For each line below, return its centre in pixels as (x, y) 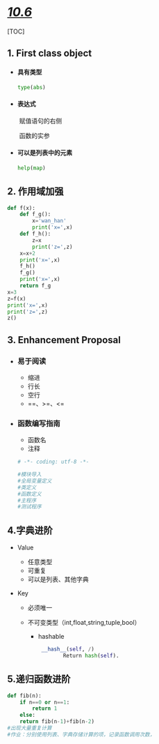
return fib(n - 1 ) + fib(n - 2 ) (57, 722)
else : (28, 715)
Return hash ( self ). (91, 656)
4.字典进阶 (30, 530)
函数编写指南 (39, 423)
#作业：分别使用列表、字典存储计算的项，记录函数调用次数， (81, 734)
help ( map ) (32, 168)
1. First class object (50, 53)
